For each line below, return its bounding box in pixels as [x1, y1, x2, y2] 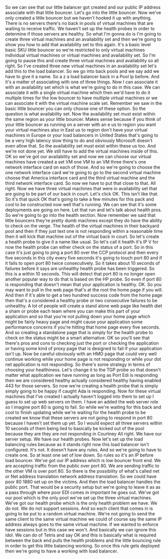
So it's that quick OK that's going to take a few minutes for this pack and [5, 196, 154, 202]
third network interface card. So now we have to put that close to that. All [5, 180, 156, 186]
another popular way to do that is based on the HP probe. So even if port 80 [5, 276, 161, 282]
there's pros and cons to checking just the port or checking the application [5, 340, 159, 346]
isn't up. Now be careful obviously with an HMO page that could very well [5, 351, 157, 357]
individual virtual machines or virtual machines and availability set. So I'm [5, 52, 156, 58]
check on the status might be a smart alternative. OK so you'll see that [5, 335, 150, 341]
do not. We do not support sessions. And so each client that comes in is [5, 505, 153, 511]
